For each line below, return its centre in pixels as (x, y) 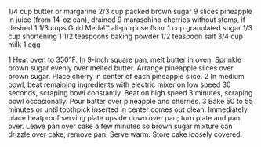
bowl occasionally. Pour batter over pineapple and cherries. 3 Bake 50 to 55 (130, 101)
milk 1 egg (24, 45)
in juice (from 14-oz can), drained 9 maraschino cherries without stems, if (127, 20)
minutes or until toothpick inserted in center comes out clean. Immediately (128, 109)
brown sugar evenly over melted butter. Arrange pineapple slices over (121, 68)
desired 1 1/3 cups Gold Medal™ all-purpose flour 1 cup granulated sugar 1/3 (130, 28)
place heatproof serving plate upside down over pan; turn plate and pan (124, 118)
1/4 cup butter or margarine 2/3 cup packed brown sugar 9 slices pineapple (130, 11)
